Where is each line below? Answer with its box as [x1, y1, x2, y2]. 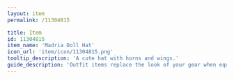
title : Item [7, 29, 42, 36]
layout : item [7, 10, 45, 17]
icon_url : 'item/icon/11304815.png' [7, 49, 114, 55]
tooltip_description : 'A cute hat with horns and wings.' [7, 55, 179, 62]
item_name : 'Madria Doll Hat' [7, 42, 95, 49]
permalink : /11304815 [7, 17, 70, 24]
